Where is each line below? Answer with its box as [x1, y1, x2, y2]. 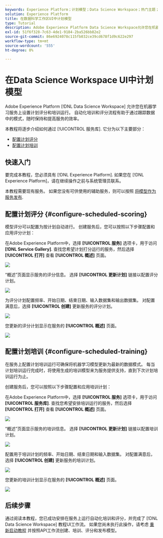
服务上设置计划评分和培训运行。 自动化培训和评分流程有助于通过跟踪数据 [9, 110, 155, 116]
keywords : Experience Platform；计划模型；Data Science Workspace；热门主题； [5, 7, 159, 12]
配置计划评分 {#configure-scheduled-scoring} [5, 210, 147, 218]
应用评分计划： [5, 230, 35, 236]
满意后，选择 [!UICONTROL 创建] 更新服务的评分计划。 [5, 303, 115, 309]
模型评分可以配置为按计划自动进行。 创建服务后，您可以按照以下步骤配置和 [5, 224, 155, 230]
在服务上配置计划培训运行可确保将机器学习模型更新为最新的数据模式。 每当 [5, 361, 155, 367]
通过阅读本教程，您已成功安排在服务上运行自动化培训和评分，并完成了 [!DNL [5, 515, 158, 521]
